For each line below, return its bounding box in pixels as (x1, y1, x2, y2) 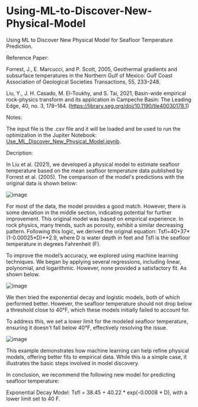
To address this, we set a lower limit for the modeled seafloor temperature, (6, 318, 189, 325)
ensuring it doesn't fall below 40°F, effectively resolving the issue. (6, 324, 168, 331)
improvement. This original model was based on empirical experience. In (6, 215, 184, 222)
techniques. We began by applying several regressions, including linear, (6, 258, 182, 265)
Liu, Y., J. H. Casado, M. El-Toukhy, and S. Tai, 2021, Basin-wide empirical (6, 89, 187, 97)
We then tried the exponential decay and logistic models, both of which (6, 293, 180, 300)
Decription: (6, 149, 34, 156)
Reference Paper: (6, 54, 49, 61)
